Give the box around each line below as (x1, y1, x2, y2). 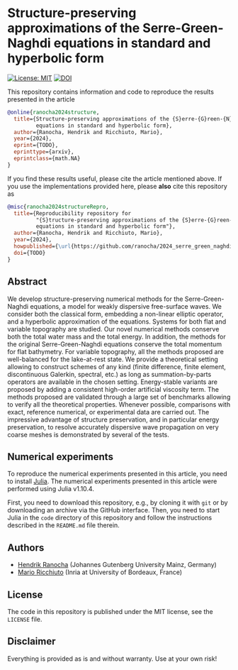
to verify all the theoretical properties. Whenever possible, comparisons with (7, 400, 231, 409)
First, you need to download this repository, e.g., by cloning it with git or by (7, 498, 228, 507)
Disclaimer (7, 635, 56, 647)
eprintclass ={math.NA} (13, 155, 81, 163)
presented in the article (7, 94, 76, 104)
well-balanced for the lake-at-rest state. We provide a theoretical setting (7, 355, 218, 363)
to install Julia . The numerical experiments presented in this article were (7, 477, 217, 485)
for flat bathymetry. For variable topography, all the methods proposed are (7, 347, 225, 356)
